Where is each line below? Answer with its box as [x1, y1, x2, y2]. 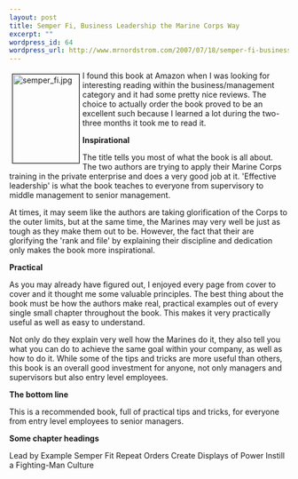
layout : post [9, 12, 58, 22]
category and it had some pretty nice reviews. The [82, 90, 267, 100]
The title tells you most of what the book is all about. [82, 152, 273, 163]
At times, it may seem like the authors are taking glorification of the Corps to [9, 207, 288, 218]
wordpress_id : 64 [9, 37, 74, 47]
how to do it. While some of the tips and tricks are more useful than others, [9, 353, 283, 364]
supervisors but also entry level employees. [9, 372, 169, 383]
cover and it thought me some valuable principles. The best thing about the [9, 289, 284, 299]
